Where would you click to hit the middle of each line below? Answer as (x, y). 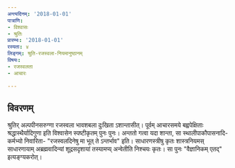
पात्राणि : (15, 21)
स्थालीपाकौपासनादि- (206, 133)
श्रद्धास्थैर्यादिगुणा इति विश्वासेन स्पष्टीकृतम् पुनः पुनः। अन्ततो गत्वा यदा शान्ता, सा (94, 133)
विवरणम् (21, 108)
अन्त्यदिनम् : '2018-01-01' (40, 14)
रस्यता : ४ (18, 47)
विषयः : (14, 60)
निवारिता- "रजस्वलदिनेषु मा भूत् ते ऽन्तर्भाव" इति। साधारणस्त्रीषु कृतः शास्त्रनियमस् (114, 141)
